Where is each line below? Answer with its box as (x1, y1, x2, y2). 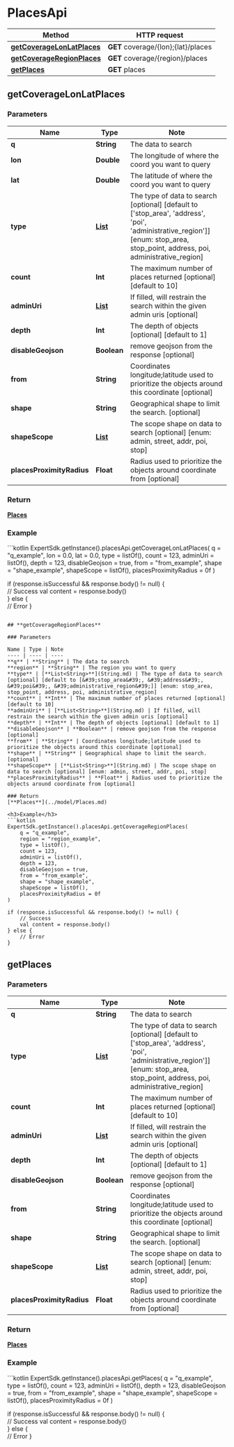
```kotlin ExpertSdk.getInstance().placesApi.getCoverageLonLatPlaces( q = (7, 544, 221, 553)
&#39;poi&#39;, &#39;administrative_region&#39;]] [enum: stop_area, (7, 683, 214, 690)
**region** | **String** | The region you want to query (7, 664, 176, 671)
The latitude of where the (130, 170, 213, 180)
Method (42, 30, 70, 40)
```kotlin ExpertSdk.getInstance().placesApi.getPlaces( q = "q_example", (7, 1374, 214, 1382)
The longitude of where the (130, 150, 219, 160)
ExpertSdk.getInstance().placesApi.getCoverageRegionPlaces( (7, 823, 189, 831)
